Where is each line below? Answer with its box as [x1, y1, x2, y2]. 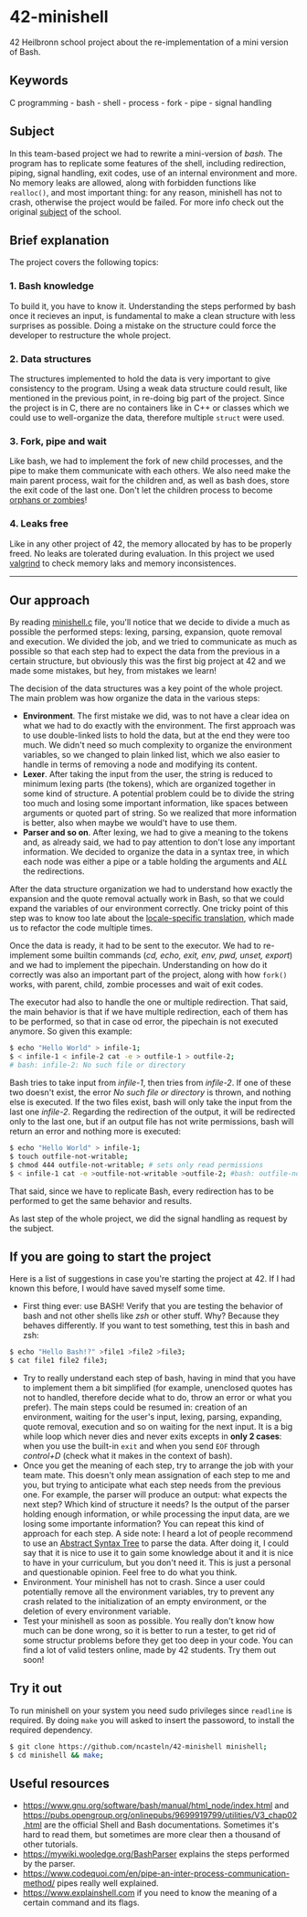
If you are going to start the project [9, 1249, 212, 1264]
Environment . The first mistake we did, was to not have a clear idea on [22, 710, 291, 721]
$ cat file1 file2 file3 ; [9, 1356, 108, 1366]
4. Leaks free [9, 517, 69, 530]
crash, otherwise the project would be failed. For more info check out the [9, 197, 284, 208]
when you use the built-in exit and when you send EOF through [22, 1441, 260, 1452]
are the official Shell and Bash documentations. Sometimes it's [44, 1819, 280, 1830]
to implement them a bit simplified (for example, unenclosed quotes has [22, 1382, 293, 1393]
